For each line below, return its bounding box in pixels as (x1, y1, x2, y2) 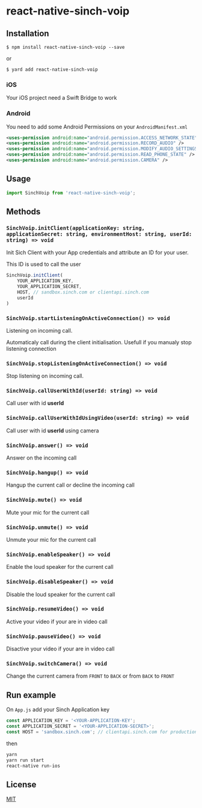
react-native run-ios (6, 763, 61, 769)
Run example (6, 690, 56, 700)
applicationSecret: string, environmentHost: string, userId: (6, 231, 192, 237)
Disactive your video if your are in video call (6, 645, 115, 653)
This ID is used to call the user (6, 261, 81, 268)
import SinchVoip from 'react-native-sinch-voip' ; (6, 190, 136, 196)
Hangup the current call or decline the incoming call (6, 481, 135, 489)
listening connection (6, 345, 57, 352)
